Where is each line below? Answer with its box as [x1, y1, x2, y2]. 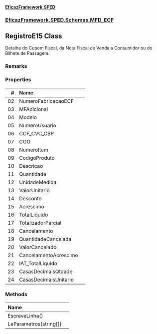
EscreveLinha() [7, 312, 43, 319]
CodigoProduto [19, 154, 55, 161]
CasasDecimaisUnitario [19, 276, 74, 283]
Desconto [19, 195, 42, 202]
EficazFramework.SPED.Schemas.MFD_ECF [5, 16, 114, 23]
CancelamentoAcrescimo [19, 252, 78, 259]
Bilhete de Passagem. [5, 50, 50, 56]
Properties [5, 76, 31, 83]
